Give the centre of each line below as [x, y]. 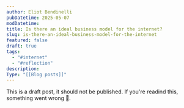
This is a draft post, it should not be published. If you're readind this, [92, 92]
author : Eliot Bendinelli [39, 12]
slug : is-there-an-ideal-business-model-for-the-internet [82, 35]
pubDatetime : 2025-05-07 [38, 18]
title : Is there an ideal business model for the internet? [85, 29]
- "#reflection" [32, 63]
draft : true [21, 46]
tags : [13, 52]
